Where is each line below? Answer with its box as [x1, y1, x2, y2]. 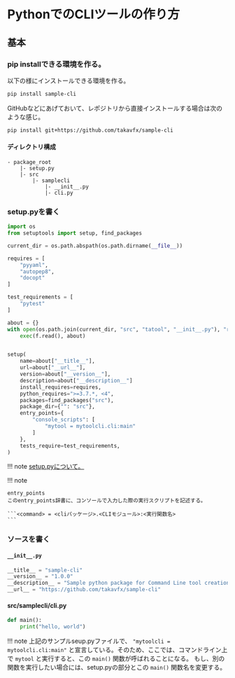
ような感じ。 [7, 113, 44, 121]
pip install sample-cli [7, 90, 77, 97]
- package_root [7, 158, 52, 165]
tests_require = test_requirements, [20, 442, 120, 449]
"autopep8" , [20, 268, 55, 275]
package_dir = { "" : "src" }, [20, 403, 96, 410]
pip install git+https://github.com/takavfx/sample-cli [7, 127, 173, 134]
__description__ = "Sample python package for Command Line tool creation [7, 579, 230, 587]
